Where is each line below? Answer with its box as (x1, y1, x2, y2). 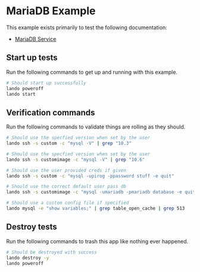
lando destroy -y (6, 255, 49, 261)
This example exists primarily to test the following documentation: (6, 24, 168, 31)
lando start (6, 91, 36, 97)
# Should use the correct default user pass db (6, 183, 127, 190)
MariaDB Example (6, 4, 96, 18)
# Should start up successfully (6, 80, 86, 86)
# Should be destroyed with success (6, 249, 97, 255)
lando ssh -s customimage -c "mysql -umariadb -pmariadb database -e (6, 189, 183, 195)
